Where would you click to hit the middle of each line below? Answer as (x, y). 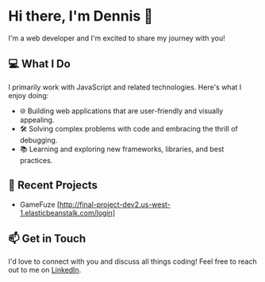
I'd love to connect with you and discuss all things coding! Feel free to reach (132, 261)
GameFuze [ (40, 204)
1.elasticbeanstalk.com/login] (67, 212)
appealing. (37, 120)
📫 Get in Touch (47, 238)
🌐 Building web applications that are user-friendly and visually (121, 111)
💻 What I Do (40, 64)
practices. (36, 160)
